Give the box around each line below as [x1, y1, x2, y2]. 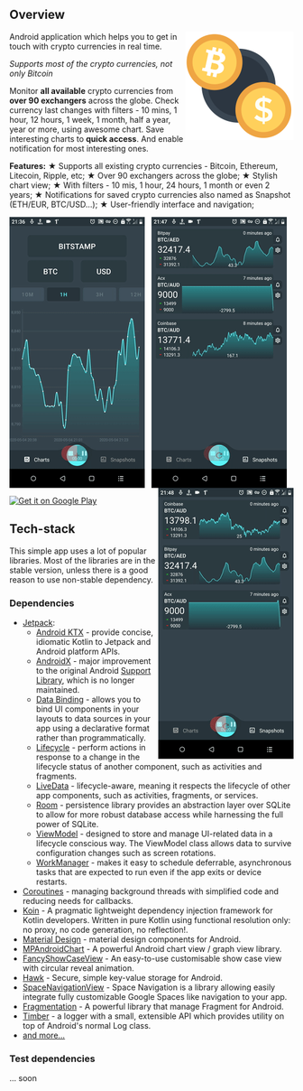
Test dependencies [9, 1052, 96, 1065]
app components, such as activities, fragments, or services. [35, 789, 259, 800]
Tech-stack [9, 521, 76, 536]
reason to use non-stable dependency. [9, 573, 153, 585]
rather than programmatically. [35, 732, 147, 743]
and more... [22, 1030, 66, 1040]
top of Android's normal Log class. [22, 1020, 151, 1030]
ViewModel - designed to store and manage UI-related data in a [35, 828, 273, 839]
